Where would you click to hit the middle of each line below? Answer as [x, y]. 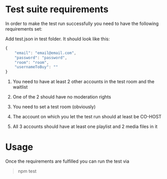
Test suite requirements [57, 9]
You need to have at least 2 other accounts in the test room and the [83, 82]
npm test [27, 171]
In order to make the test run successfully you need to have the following [82, 23]
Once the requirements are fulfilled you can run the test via [67, 161]
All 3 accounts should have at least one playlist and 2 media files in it [85, 126]
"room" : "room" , [32, 62]
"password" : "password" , [41, 58]
